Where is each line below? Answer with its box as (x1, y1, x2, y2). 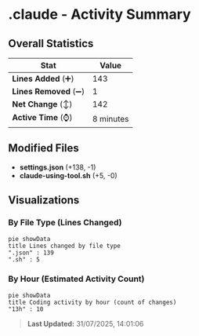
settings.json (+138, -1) (19, 163, 96, 172)
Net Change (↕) (12, 99, 73, 109)
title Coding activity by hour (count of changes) (8, 298, 177, 306)
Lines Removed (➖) (12, 86, 85, 97)
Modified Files (8, 141, 80, 155)
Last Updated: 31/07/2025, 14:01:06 (27, 319, 144, 328)
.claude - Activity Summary (8, 5, 191, 24)
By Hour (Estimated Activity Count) (8, 273, 145, 284)
